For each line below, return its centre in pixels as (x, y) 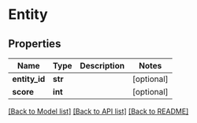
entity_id (29, 79)
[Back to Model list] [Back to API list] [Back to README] (98, 111)
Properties (35, 44)
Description (102, 66)
